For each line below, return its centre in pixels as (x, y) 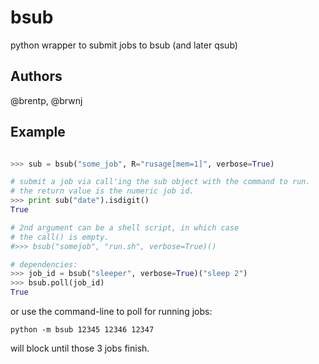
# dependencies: (44, 264)
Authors (36, 76)
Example (38, 132)
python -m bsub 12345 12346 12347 (82, 330)
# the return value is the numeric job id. (102, 191)
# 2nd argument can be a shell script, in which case (125, 227)
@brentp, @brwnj (46, 100)
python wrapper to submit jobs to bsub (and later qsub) (124, 45)
